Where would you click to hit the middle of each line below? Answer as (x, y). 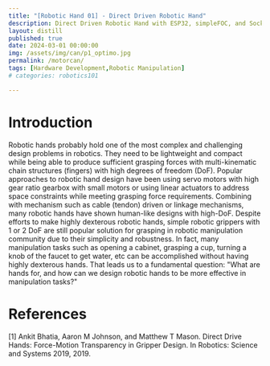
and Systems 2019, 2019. (49, 353)
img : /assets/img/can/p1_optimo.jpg (70, 53)
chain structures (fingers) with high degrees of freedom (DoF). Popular (125, 171)
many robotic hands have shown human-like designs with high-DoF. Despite (135, 213)
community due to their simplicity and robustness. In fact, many (114, 239)
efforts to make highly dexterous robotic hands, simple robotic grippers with (134, 221)
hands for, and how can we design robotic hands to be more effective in (127, 273)
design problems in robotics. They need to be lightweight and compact (125, 153)
